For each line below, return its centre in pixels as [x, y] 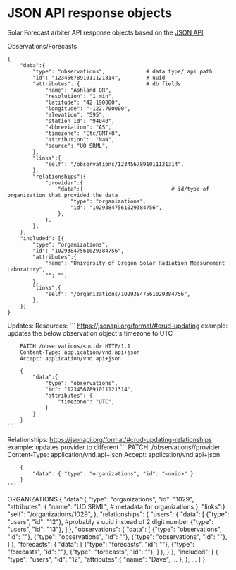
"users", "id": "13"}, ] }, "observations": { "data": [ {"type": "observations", [114, 529]
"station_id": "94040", [80, 121]
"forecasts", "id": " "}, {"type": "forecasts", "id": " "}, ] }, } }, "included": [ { [113, 552]
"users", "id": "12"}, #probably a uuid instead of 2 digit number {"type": [110, 521]
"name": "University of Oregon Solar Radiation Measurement [135, 263]
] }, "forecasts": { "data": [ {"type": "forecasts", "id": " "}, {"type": [101, 544]
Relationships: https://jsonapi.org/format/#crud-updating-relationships [110, 439]
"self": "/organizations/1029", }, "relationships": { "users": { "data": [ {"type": [118, 514]
